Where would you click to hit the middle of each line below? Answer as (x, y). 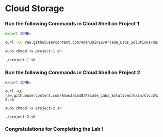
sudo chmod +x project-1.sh (33, 51)
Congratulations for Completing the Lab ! (54, 129)
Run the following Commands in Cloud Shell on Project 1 (72, 24)
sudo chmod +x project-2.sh (33, 108)
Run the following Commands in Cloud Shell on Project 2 (73, 72)
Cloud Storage (35, 9)
